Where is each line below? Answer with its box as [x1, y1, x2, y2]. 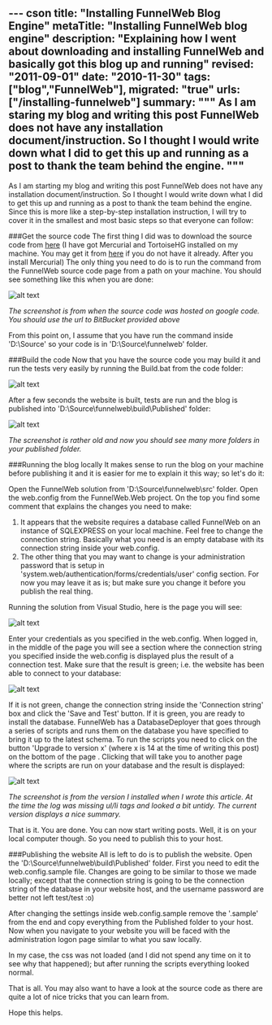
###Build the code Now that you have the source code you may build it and [8, 354, 261, 365]
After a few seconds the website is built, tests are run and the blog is [8, 395, 238, 405]
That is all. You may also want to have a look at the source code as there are [8, 983, 263, 992]
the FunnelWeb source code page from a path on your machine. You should [8, 265, 261, 275]
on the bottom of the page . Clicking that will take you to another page [8, 751, 243, 761]
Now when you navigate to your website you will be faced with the [8, 926, 231, 935]
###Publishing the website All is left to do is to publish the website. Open [8, 849, 253, 859]
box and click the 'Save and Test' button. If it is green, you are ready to [8, 708, 245, 718]
